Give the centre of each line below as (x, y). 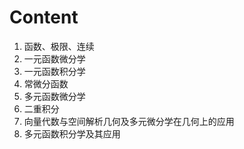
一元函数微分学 (54, 58)
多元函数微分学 (54, 96)
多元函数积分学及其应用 (72, 133)
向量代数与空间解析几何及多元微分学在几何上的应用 (129, 121)
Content (44, 17)
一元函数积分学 (54, 71)
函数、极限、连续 (59, 46)
